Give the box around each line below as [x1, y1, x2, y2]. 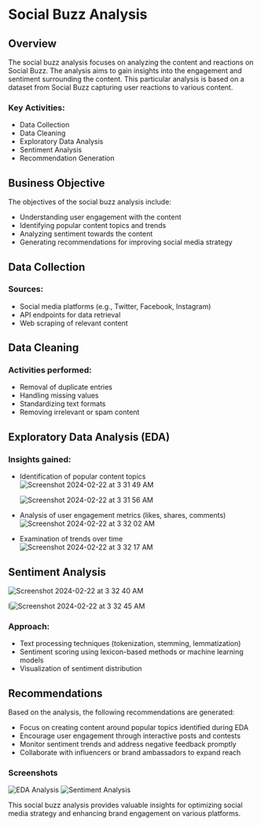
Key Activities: [8, 102, 65, 113]
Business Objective [8, 176, 105, 189]
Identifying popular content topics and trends [19, 221, 167, 230]
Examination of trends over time [19, 534, 123, 544]
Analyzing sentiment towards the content [19, 229, 153, 239]
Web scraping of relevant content [19, 318, 128, 328]
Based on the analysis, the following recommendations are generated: [8, 707, 235, 717]
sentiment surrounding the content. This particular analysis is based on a [8, 75, 244, 83]
